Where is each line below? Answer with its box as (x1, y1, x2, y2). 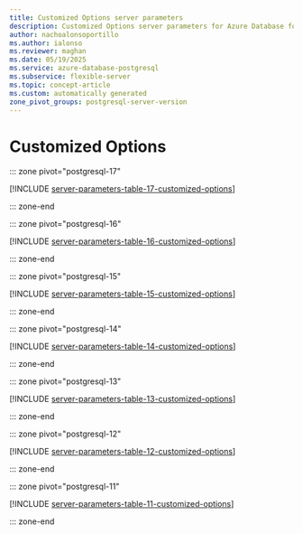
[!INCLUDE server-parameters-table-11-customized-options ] (9, 499, 234, 510)
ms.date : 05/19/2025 (9, 55, 87, 64)
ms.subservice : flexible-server (9, 72, 131, 81)
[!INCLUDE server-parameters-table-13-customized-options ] (9, 394, 236, 405)
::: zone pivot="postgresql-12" (9, 428, 122, 439)
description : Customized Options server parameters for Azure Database (9, 22, 284, 31)
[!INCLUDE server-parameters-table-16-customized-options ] (9, 236, 236, 247)
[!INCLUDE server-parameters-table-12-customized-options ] (9, 446, 236, 457)
